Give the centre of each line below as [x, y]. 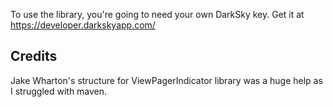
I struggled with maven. [59, 91]
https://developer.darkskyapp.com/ [83, 25]
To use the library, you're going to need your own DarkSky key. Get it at [157, 14]
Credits [34, 56]
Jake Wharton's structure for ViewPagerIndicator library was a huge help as [166, 80]
